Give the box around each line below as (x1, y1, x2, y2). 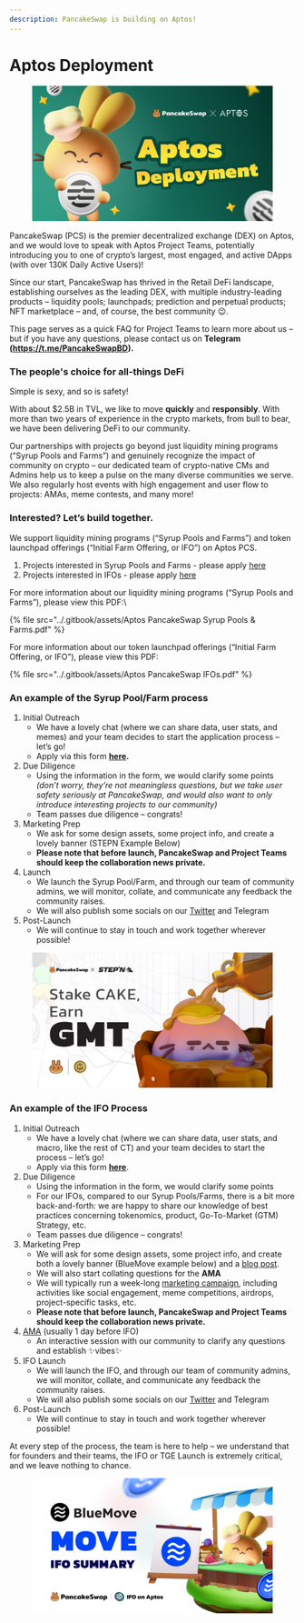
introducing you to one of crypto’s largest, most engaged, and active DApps (9, 250, 292, 261)
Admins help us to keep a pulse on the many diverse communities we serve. (9, 469, 294, 481)
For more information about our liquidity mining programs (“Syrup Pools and (9, 586, 293, 597)
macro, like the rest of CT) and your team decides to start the (35, 1142, 266, 1153)
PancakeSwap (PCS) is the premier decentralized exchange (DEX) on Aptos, (9, 230, 295, 241)
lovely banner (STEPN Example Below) (35, 837, 181, 848)
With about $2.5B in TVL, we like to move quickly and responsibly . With (9, 404, 280, 415)
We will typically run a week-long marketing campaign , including (35, 1277, 278, 1288)
